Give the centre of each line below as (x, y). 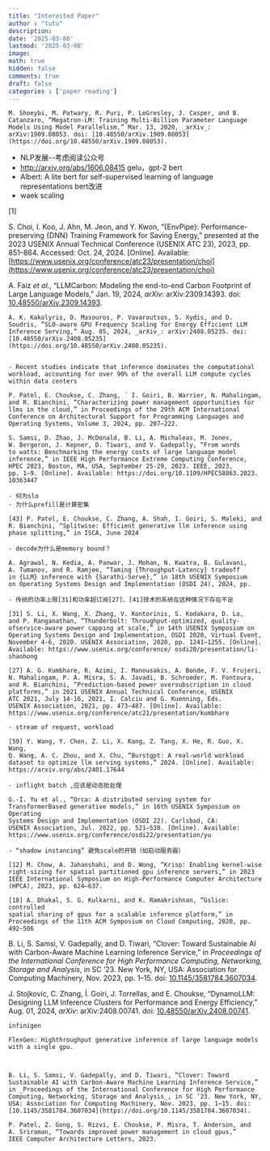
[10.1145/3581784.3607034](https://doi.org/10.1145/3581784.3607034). (130, 1111)
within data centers (43, 381)
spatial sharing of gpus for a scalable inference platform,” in (120, 915)
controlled (27, 907)
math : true (27, 62)
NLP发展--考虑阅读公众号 (62, 158)
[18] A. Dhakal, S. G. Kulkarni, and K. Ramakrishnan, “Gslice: (119, 900)
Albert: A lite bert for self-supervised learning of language (117, 177)
